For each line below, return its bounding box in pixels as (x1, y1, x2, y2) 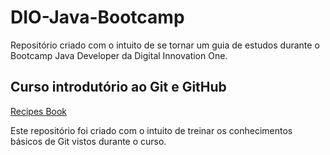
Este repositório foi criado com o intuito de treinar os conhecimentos (10, 124, 293, 136)
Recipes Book (10, 105, 68, 117)
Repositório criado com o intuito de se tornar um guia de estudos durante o (10, 39, 320, 51)
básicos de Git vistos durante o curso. (10, 135, 167, 147)
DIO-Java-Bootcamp (10, 6, 185, 29)
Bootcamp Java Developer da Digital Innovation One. (10, 49, 228, 61)
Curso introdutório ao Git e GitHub (10, 79, 227, 96)
